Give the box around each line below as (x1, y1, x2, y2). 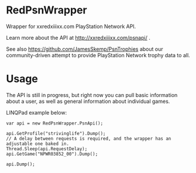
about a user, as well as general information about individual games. (6, 98, 170, 105)
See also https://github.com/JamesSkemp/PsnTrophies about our (6, 45, 163, 53)
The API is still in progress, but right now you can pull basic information (6, 91, 178, 98)
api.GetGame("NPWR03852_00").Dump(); (6, 151, 98, 157)
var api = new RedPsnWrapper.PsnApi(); (6, 120, 104, 126)
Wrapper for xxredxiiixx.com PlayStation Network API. (6, 23, 136, 30)
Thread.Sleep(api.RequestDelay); (6, 146, 88, 152)
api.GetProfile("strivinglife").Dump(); (6, 130, 106, 136)
